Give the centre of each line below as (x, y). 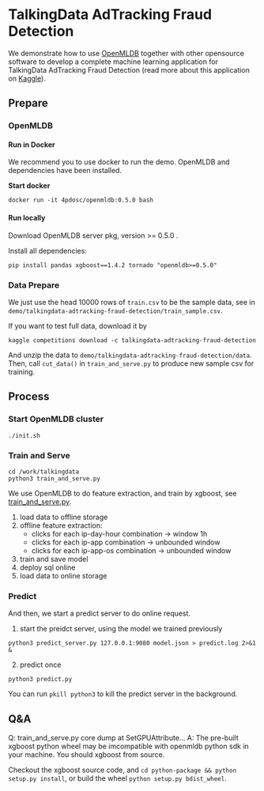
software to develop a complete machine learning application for (113, 62)
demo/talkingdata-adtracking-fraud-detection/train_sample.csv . (115, 311)
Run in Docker (32, 145)
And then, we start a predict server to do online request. (100, 613)
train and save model (54, 559)
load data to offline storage (64, 517)
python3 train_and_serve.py (55, 478)
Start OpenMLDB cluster (56, 419)
